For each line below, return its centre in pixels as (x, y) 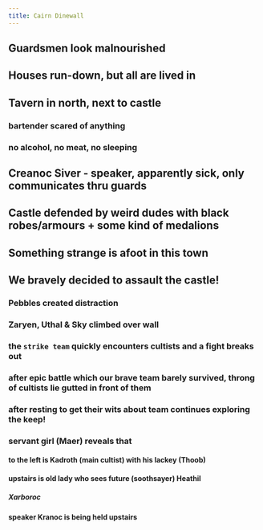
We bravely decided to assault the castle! (114, 281)
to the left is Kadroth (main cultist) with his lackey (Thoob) (107, 460)
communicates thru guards (77, 186)
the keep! (27, 419)
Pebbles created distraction (63, 304)
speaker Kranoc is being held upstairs (73, 517)
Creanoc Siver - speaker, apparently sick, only (126, 173)
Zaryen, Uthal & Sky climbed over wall (83, 324)
